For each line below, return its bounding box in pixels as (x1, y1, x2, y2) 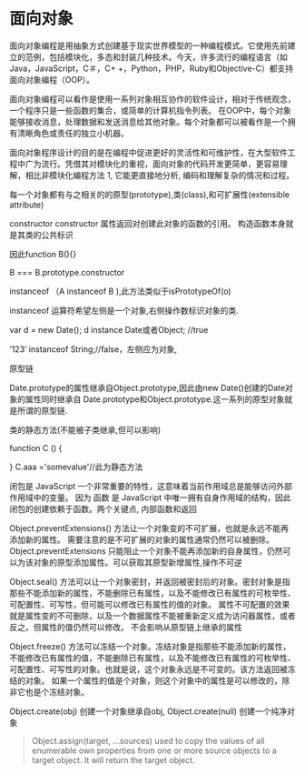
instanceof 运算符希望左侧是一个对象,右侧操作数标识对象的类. (9, 305, 239, 316)
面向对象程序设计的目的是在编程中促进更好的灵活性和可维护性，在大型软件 (9, 146, 288, 157)
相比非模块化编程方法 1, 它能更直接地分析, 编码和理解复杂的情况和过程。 (25, 169, 295, 180)
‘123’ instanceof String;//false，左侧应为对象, (9, 343, 177, 355)
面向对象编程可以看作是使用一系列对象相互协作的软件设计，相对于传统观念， (9, 93, 296, 105)
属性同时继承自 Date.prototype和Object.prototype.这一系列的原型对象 (25, 393, 285, 405)
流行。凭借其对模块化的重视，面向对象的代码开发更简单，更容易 (40, 158, 280, 169)
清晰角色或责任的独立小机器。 (16, 127, 129, 138)
